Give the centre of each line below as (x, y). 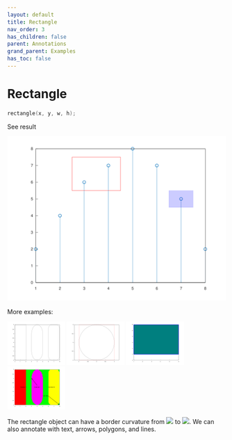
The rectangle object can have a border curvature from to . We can (111, 421)
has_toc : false (29, 59)
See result (22, 127)
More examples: (30, 311)
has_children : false (37, 37)
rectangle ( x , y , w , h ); (42, 113)
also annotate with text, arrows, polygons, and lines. (82, 429)
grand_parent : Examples (42, 51)
